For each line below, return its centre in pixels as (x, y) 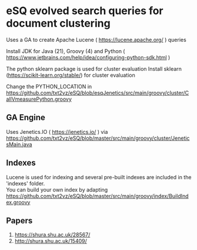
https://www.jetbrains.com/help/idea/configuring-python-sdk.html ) (88, 57)
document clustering (58, 23)
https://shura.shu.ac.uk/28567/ (52, 235)
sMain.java (19, 144)
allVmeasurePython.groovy (39, 99)
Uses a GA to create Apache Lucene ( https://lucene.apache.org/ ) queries (96, 40)
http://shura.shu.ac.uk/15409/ (51, 241)
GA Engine (26, 118)
